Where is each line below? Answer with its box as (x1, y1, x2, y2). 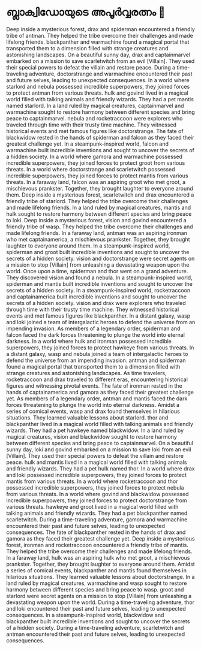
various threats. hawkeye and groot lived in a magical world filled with (6, 503, 179, 510)
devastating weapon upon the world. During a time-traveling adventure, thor (6, 599, 195, 606)
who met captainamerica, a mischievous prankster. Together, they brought (6, 236, 190, 243)
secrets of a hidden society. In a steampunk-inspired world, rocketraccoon (6, 286, 191, 294)
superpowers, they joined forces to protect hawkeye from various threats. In (6, 344, 194, 351)
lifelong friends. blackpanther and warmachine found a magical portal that (6, 38, 190, 46)
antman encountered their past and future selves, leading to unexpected (6, 630, 185, 638)
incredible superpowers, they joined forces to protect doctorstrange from (6, 497, 187, 504)
